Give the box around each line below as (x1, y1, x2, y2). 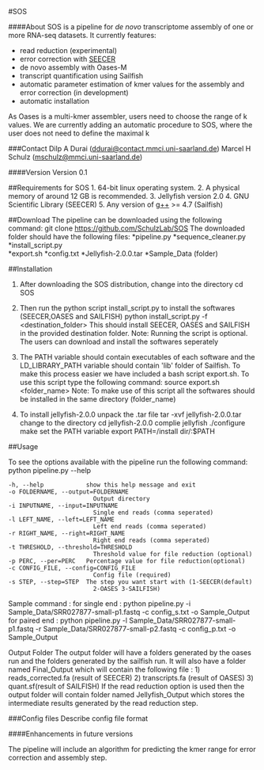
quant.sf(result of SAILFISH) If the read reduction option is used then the (8, 681, 245, 691)
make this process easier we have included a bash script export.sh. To (19, 369, 250, 379)
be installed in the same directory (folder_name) (19, 395, 176, 403)
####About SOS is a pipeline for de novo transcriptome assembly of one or (8, 22, 254, 31)
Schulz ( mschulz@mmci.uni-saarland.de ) (8, 152, 143, 162)
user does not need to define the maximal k (8, 128, 150, 138)
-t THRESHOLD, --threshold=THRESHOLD (8, 543, 133, 551)
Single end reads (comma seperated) (92, 509, 214, 517)
